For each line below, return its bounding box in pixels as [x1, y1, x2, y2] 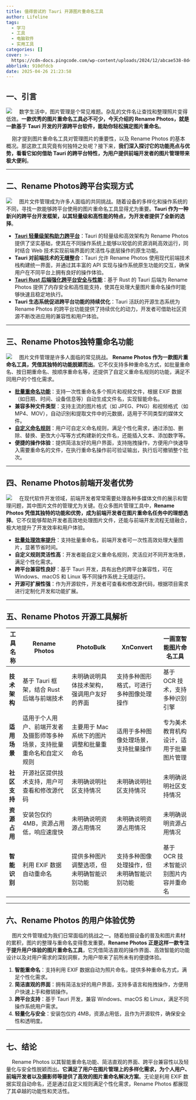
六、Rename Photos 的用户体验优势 [6, 915, 135, 925]
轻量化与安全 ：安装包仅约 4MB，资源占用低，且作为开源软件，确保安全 [14, 1010, 186, 1018]
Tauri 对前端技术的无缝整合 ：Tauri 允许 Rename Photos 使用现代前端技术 [14, 254, 190, 261]
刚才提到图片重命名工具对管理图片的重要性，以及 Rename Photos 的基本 [11, 135, 185, 142]
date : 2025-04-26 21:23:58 [6, 68, 72, 74]
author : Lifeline [6, 14, 48, 20]
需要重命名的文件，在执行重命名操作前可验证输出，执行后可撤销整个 [19, 446, 184, 453]
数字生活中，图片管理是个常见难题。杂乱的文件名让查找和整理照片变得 [19, 108, 188, 115]
